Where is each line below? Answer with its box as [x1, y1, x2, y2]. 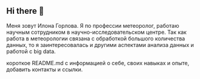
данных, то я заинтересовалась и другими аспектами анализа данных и [6, 41, 195, 48]
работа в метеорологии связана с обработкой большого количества [6, 34, 185, 42]
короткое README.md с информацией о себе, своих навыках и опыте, [6, 59, 190, 66]
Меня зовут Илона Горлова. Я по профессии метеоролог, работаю [6, 22, 179, 29]
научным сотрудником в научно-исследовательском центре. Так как [6, 28, 187, 36]
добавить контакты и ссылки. [6, 66, 83, 73]
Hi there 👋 [6, 6, 44, 16]
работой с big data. [6, 48, 56, 55]
